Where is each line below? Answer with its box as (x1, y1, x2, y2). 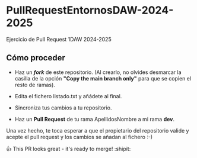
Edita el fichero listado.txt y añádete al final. (14, 92, 122, 99)
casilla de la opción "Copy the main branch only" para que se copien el (14, 75, 192, 82)
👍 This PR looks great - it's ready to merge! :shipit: (6, 145, 131, 152)
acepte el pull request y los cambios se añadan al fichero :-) (6, 133, 153, 140)
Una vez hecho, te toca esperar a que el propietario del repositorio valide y (6, 127, 189, 134)
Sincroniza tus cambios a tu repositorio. (14, 104, 112, 111)
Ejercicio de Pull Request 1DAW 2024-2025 (6, 36, 112, 43)
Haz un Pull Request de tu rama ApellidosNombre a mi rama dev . (14, 115, 175, 122)
